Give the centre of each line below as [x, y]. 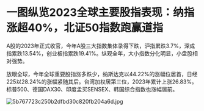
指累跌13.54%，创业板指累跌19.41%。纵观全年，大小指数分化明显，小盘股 [100, 53]
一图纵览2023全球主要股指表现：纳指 [100, 13]
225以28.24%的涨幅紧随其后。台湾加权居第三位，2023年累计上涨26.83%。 [102, 81]
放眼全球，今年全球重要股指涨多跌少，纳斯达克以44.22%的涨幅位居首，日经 [102, 74]
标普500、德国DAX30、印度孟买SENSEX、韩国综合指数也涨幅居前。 [92, 89]
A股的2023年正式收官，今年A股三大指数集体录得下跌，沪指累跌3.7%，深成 [101, 46]
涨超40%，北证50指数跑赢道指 [85, 28]
